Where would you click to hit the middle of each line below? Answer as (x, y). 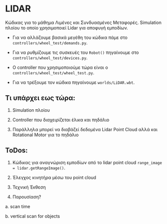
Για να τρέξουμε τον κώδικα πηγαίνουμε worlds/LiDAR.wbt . (74, 82)
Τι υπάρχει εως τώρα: (40, 98)
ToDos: (17, 150)
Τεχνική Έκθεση (29, 187)
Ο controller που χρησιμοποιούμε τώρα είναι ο (60, 67)
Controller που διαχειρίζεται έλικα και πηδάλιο (61, 120)
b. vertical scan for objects (33, 216)
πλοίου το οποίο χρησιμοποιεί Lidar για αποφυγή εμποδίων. (67, 27)
